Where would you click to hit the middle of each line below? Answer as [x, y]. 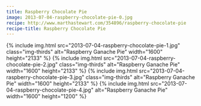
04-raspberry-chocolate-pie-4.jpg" [50, 90]
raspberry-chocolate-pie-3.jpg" [45, 77]
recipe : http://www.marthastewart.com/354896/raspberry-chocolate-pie [96, 23]
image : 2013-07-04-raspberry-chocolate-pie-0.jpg [70, 17]
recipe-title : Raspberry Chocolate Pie [56, 28]
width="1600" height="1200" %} [46, 96]
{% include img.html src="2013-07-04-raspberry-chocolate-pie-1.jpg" [93, 46]
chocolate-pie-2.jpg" [32, 65]
